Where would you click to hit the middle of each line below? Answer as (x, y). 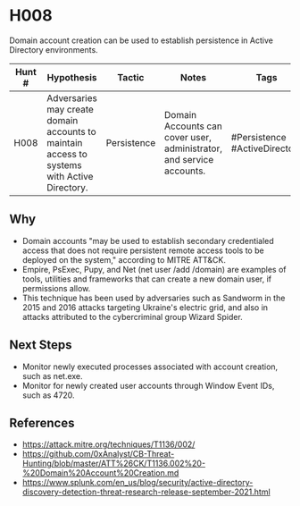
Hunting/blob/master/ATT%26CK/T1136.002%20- (114, 464)
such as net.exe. (52, 375)
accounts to (71, 131)
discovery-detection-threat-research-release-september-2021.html (146, 492)
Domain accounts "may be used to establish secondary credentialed (148, 240)
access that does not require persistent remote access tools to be (143, 250)
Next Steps (41, 345)
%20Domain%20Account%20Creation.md (100, 473)
